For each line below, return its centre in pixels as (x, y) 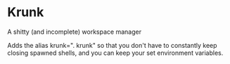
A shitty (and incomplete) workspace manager (75, 32)
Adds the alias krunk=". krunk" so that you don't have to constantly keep (112, 45)
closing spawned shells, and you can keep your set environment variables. (115, 53)
